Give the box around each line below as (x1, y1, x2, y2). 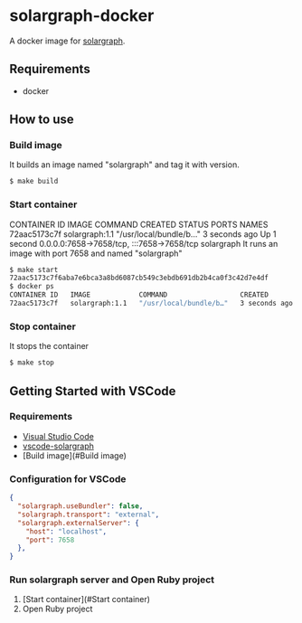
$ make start (9, 265, 59, 274)
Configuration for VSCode (9, 472, 127, 485)
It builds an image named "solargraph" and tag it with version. (9, 159, 240, 170)
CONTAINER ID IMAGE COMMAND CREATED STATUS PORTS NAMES (9, 219, 269, 230)
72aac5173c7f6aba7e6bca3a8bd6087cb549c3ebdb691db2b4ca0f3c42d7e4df (9, 273, 269, 283)
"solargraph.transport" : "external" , (17, 510, 160, 519)
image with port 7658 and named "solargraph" (9, 248, 183, 259)
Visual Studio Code (22, 430, 95, 441)
